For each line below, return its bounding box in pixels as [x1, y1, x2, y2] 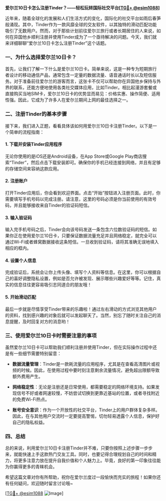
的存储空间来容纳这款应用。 [5, 166, 62, 172]
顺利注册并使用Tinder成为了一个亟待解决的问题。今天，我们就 [31, 34, 157, 40]
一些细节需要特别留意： [13, 350, 62, 356]
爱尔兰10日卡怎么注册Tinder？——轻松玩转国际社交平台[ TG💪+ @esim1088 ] [5, 5, 160, 10]
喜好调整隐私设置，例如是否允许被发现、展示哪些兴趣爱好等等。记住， [13, 275, 157, 282]
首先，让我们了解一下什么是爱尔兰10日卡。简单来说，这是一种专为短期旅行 [5, 66, 157, 72]
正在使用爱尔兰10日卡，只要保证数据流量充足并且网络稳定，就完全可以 [13, 233, 157, 239]
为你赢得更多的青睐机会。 [5, 464, 57, 470]
